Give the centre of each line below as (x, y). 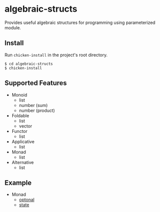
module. (13, 27)
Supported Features (36, 83)
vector (25, 126)
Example (18, 182)
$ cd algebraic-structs (29, 64)
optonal (27, 200)
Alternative (23, 162)
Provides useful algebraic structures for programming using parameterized (80, 22)
